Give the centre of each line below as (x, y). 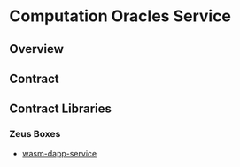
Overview (37, 49)
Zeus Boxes (35, 134)
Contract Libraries (61, 109)
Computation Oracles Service (120, 16)
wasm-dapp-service (59, 153)
